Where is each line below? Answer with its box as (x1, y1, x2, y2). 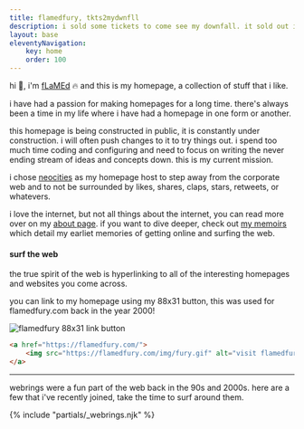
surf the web (9, 248, 59, 259)
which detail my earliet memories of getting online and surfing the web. (9, 228, 276, 238)
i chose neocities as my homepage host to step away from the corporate (9, 172, 280, 182)
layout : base (9, 30, 59, 39)
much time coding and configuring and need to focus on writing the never (9, 145, 285, 155)
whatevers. (9, 191, 52, 202)
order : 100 (25, 55, 67, 64)
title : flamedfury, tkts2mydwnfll (9, 13, 140, 23)
